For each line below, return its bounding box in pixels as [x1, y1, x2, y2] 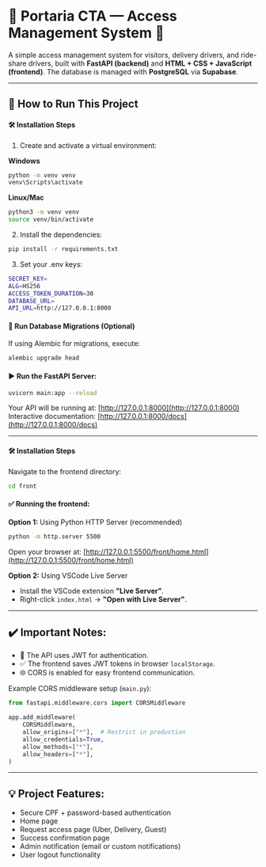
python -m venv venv [8, 171, 77, 179]
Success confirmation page [19, 833, 110, 842]
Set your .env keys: [19, 259, 83, 268]
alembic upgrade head [8, 354, 80, 363]
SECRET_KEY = [8, 275, 47, 283]
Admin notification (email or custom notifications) [19, 842, 181, 851]
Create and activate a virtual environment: [19, 140, 157, 150]
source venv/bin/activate [8, 215, 93, 224]
